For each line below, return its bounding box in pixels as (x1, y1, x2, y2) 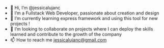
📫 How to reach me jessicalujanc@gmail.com (10, 37, 107, 42)
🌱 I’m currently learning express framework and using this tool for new (10, 15, 158, 21)
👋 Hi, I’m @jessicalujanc (10, 5, 61, 10)
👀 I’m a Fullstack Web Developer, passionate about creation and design (10, 10, 159, 16)
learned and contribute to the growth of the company (10, 31, 122, 37)
